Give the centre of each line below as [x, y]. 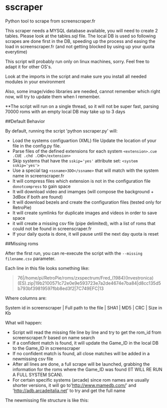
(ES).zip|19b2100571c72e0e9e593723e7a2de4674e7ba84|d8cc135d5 [89, 283]
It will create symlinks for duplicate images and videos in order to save [84, 213]
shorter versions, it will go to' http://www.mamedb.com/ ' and [74, 385]
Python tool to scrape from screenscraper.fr [50, 21]
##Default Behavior [25, 121]
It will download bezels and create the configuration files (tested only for [87, 202]
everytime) [16, 52]
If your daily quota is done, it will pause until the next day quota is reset [85, 234]
